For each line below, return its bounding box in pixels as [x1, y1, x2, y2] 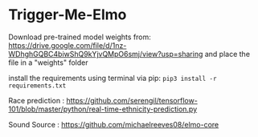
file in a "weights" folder [8, 58, 88, 67]
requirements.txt [8, 82, 67, 90]
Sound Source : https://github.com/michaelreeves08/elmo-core [8, 119, 219, 129]
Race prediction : [8, 95, 65, 105]
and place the [204, 49, 251, 58]
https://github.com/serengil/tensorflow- [66, 95, 199, 105]
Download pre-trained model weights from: [8, 32, 151, 42]
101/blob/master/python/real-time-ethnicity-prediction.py [8, 104, 198, 114]
